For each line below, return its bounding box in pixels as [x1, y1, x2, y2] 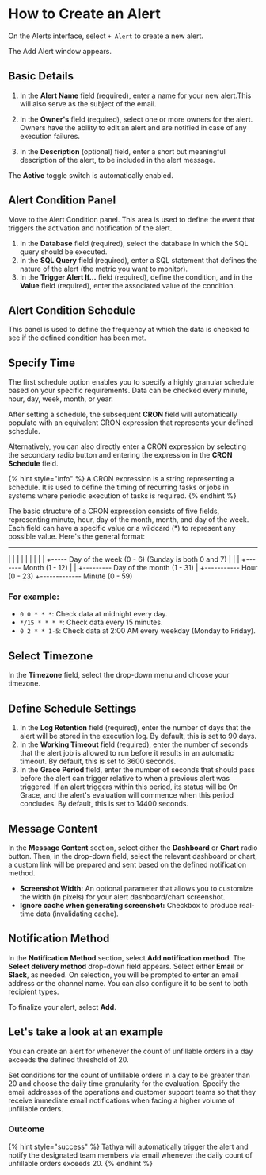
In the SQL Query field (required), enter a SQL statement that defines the [19, 255, 257, 265]
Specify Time [8, 356, 75, 369]
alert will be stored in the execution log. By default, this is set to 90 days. [19, 732, 257, 741]
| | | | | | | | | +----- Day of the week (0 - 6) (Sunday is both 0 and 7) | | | [8, 555, 240, 564]
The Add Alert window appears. [8, 46, 112, 56]
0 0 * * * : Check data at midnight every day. [19, 609, 168, 619]
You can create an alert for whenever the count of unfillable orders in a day [8, 1046, 253, 1056]
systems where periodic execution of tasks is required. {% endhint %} [8, 491, 237, 501]
